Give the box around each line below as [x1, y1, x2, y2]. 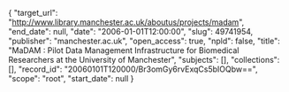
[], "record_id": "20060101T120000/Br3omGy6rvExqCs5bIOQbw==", [8, 64, 258, 74]
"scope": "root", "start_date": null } [8, 73, 134, 83]
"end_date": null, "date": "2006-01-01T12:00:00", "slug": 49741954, [8, 27, 254, 36]
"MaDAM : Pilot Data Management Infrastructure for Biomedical [8, 45, 240, 56]
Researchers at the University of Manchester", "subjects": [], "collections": [8, 55, 280, 65]
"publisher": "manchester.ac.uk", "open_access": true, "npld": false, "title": [8, 35, 280, 46]
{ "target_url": [8, 8, 58, 18]
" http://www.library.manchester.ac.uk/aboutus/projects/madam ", [8, 17, 245, 27]
